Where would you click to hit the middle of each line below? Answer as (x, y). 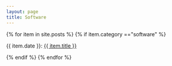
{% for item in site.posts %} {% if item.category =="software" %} (86, 34)
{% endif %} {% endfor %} (39, 57)
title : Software (26, 17)
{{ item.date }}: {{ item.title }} (42, 46)
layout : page (22, 12)
